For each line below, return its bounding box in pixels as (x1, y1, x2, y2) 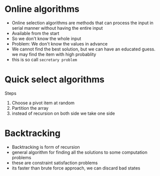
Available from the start (11, 30, 60, 36)
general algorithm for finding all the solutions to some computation (11, 149, 148, 155)
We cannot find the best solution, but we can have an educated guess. (11, 46, 156, 52)
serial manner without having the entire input (11, 25, 103, 31)
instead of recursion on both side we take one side (11, 110, 115, 116)
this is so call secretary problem (11, 56, 78, 62)
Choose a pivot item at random (11, 100, 75, 106)
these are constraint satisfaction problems (11, 160, 98, 166)
